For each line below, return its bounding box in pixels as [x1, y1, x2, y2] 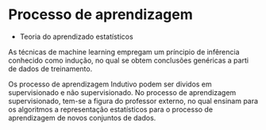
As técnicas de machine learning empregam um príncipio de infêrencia [8, 47, 240, 56]
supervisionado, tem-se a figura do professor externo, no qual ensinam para [8, 96, 259, 105]
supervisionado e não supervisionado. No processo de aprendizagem [8, 87, 237, 97]
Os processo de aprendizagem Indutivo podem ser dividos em [8, 79, 212, 89]
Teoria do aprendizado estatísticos [19, 32, 133, 41]
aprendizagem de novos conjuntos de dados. [8, 113, 156, 122]
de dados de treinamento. [8, 63, 93, 73]
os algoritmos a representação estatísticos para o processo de [8, 105, 213, 114]
